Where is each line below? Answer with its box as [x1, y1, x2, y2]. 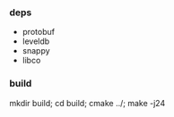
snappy [22, 46, 51, 56]
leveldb [22, 36, 50, 46]
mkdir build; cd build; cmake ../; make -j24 [9, 97, 166, 108]
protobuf [22, 27, 56, 38]
